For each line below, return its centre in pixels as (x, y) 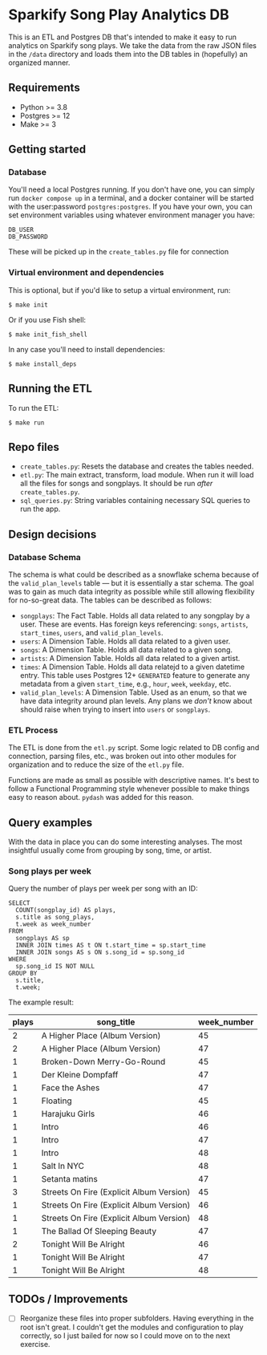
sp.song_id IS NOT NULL (55, 967)
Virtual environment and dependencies (86, 273)
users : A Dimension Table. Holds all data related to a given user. (125, 641)
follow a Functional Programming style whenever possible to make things (129, 789)
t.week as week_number (53, 924)
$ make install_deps (43, 364)
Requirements (44, 88)
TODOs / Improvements (68, 1298)
